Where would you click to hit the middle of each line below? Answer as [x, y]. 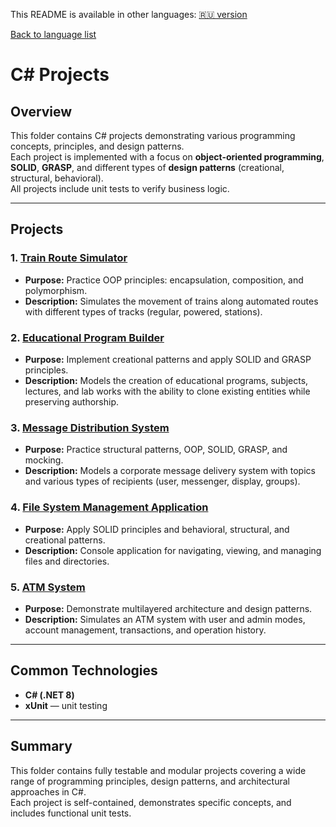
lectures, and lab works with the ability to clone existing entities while [167, 391]
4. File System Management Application [109, 507]
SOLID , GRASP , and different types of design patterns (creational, [147, 167]
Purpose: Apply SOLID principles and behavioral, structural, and [157, 529]
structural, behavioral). [57, 178]
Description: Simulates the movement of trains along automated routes [171, 301]
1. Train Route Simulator [69, 258]
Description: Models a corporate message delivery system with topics [170, 471]
